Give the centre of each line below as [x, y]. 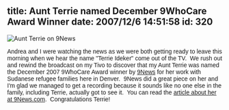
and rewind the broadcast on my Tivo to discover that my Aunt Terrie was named [113, 65]
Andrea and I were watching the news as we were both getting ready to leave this [114, 51]
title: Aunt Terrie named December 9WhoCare [107, 11]
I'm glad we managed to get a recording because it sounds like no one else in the [114, 85]
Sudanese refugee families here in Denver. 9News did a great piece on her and [113, 79]
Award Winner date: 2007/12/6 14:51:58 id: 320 [110, 22]
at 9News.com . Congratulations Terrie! [59, 99]
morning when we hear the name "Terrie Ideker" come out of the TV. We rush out [115, 58]
